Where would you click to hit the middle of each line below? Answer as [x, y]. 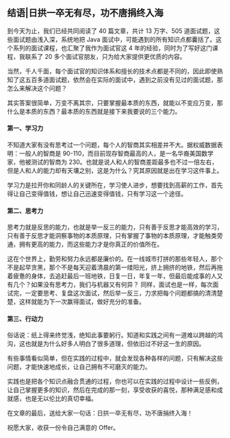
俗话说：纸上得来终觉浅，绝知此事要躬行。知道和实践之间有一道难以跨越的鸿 [115, 335]
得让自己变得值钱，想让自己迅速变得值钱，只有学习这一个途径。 [97, 194]
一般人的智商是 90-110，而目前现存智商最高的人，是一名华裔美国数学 [116, 154]
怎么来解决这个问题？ [37, 88]
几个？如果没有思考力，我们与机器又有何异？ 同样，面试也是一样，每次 [113, 284]
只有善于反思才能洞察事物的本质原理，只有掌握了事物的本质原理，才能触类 [112, 236]
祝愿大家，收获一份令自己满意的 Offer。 [63, 428]
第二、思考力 [25, 210]
